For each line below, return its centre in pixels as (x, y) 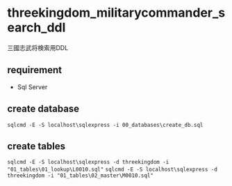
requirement (35, 70)
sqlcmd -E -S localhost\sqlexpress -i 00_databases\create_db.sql (105, 125)
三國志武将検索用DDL (38, 47)
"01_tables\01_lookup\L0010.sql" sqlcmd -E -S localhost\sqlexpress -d (112, 170)
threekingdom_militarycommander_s (116, 13)
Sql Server (32, 87)
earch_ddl (36, 28)
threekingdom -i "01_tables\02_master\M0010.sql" (81, 176)
